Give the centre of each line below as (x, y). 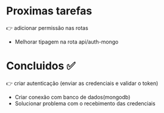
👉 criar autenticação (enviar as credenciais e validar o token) (82, 83)
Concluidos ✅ (41, 66)
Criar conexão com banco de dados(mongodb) (72, 97)
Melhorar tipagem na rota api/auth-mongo (66, 42)
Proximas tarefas (49, 11)
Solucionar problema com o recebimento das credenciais (85, 103)
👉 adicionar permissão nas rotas (47, 28)
